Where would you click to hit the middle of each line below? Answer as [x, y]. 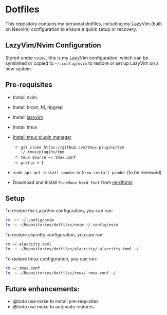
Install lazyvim [28, 117]
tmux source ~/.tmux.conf [48, 157]
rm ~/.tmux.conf [23, 268]
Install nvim [25, 97]
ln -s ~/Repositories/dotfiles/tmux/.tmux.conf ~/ [61, 273]
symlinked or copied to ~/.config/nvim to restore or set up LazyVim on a [82, 63]
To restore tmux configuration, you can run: [51, 258]
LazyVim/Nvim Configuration [53, 45]
